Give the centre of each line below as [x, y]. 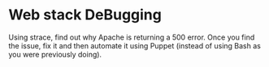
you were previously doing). [55, 54]
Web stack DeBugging [85, 15]
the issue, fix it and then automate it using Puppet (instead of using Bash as [135, 45]
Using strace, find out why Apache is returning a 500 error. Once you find [132, 37]
